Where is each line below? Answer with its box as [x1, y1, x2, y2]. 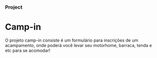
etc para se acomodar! [5, 47, 51, 53]
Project [5, 4, 23, 11]
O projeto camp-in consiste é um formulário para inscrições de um [5, 37, 139, 43]
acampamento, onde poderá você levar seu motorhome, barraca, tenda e [5, 42, 152, 48]
